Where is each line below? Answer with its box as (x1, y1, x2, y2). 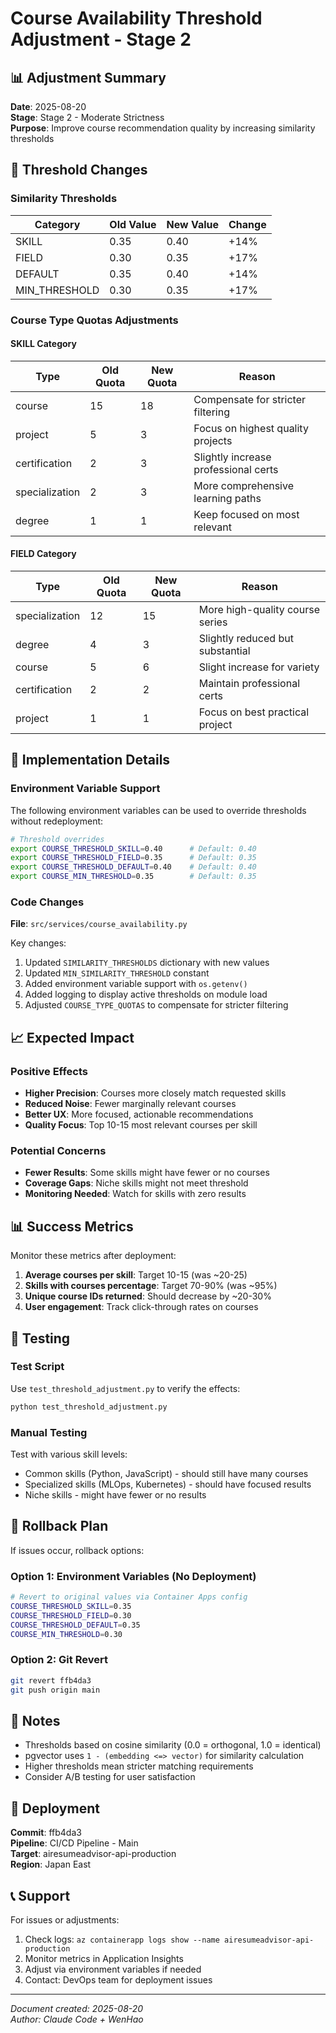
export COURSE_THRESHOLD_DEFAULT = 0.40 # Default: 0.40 (10, 862, 257, 872)
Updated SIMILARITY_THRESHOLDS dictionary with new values (24, 957, 270, 969)
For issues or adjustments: (10, 1914, 120, 1926)
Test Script (10, 1360, 65, 1374)
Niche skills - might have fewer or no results (24, 1489, 207, 1501)
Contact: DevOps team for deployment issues (24, 1974, 213, 1986)
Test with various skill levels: (10, 1448, 128, 1461)
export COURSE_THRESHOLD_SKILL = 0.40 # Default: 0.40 (10, 843, 257, 854)
